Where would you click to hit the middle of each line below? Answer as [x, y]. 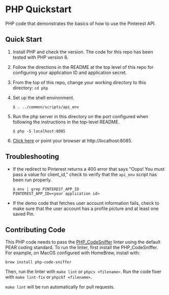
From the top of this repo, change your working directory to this [79, 82]
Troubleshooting [32, 157]
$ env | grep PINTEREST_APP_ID [46, 189]
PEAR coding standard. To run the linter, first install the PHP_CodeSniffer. [82, 248]
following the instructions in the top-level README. [66, 122]
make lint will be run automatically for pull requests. [60, 287]
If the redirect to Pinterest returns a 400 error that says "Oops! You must [89, 169]
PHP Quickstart [38, 9]
